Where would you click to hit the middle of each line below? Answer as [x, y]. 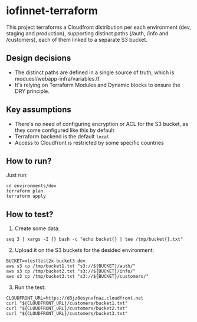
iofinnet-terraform [52, 11]
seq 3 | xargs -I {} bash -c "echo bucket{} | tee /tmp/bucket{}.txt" [95, 240]
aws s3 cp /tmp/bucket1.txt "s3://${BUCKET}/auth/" [71, 266]
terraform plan [25, 191]
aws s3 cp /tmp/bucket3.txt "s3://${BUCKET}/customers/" [78, 277]
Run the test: [30, 287]
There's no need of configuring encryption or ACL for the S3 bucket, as [101, 124]
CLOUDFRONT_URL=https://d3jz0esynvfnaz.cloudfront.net [75, 298]
